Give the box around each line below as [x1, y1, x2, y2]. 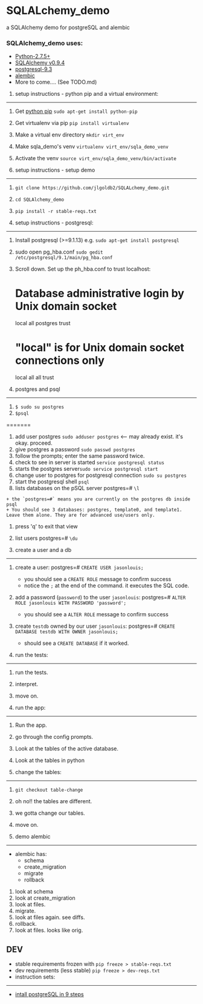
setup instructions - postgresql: [14, 219, 94, 226]
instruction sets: [14, 973, 56, 980]
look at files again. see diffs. [14, 914, 85, 921]
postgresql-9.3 [14, 66, 53, 73]
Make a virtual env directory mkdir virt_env [14, 131, 124, 138]
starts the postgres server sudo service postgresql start [14, 465, 158, 473]
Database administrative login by [14, 286, 184, 300]
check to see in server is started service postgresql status [14, 459, 165, 466]
